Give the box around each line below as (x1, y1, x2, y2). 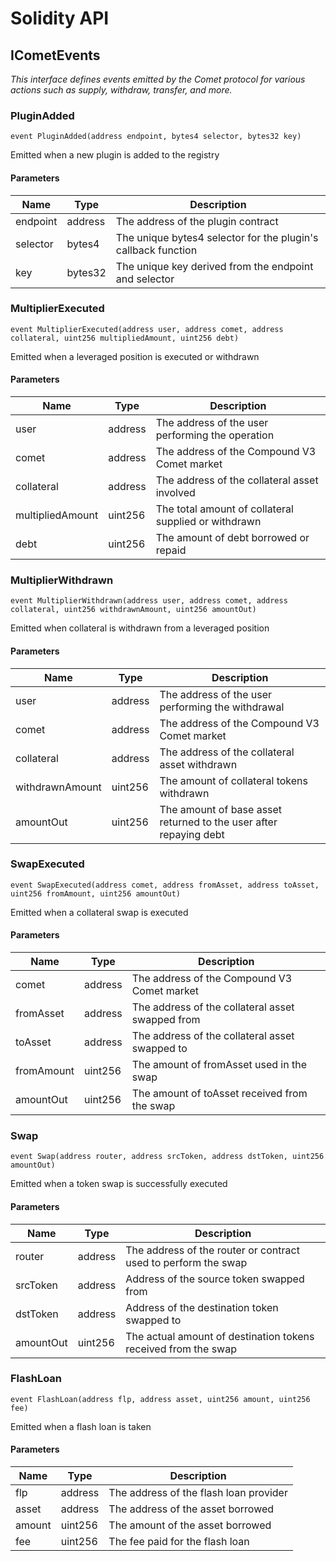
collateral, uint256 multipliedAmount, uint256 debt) (10, 333, 240, 343)
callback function (115, 243, 198, 257)
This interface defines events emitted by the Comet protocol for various (10, 73, 306, 85)
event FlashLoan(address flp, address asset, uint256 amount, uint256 (10, 1394, 311, 1404)
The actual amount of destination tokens (125, 1329, 315, 1343)
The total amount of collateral (155, 502, 294, 516)
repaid (155, 543, 187, 557)
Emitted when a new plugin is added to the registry (10, 149, 220, 161)
